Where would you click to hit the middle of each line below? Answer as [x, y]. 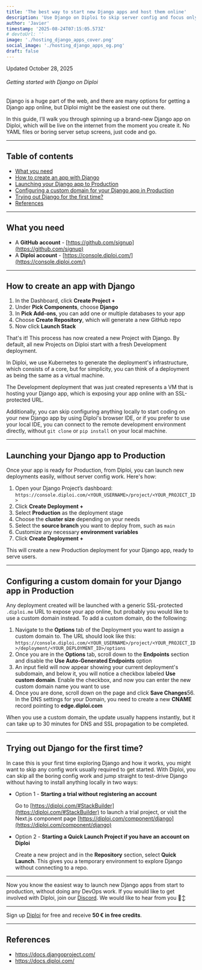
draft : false [23, 51]
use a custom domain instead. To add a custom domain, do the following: [97, 618]
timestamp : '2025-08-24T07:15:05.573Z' [56, 29]
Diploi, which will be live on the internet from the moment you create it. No [98, 125]
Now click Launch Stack [45, 326]
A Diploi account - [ [40, 255]
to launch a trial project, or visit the [144, 812]
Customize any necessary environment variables [76, 532]
